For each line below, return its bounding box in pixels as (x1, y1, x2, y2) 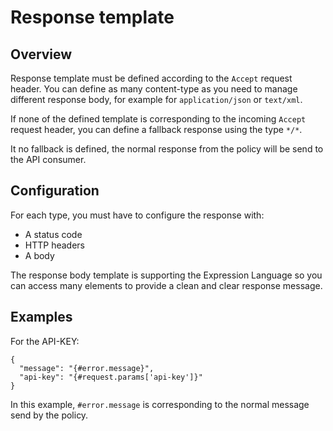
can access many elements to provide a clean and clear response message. (10, 279, 323, 291)
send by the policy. (10, 409, 89, 421)
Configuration (10, 182, 100, 200)
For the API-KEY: (10, 335, 80, 347)
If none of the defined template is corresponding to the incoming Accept (10, 113, 307, 125)
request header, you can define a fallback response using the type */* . (10, 124, 303, 135)
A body (24, 249, 55, 261)
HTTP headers (24, 239, 85, 251)
